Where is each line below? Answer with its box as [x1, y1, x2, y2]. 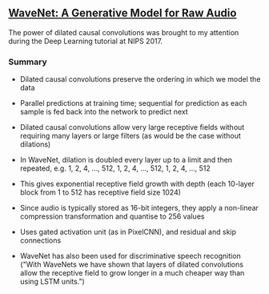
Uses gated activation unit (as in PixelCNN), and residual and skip [19, 228, 237, 237]
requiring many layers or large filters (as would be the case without [19, 131, 242, 141]
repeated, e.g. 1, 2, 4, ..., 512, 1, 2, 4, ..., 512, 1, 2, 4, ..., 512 [19, 163, 211, 173]
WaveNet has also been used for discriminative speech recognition [19, 252, 242, 261]
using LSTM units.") [19, 276, 86, 287]
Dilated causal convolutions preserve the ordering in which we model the [19, 75, 261, 84]
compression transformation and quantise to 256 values [19, 211, 205, 221]
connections [19, 236, 62, 245]
